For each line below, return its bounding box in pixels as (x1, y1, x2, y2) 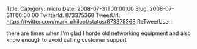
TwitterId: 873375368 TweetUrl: (39, 11, 121, 19)
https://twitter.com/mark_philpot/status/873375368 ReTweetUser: (6, 18, 173, 25)
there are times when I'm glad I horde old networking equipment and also (6, 30, 191, 37)
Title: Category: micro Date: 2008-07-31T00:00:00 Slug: (6, 5, 149, 12)
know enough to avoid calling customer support (6, 36, 127, 43)
